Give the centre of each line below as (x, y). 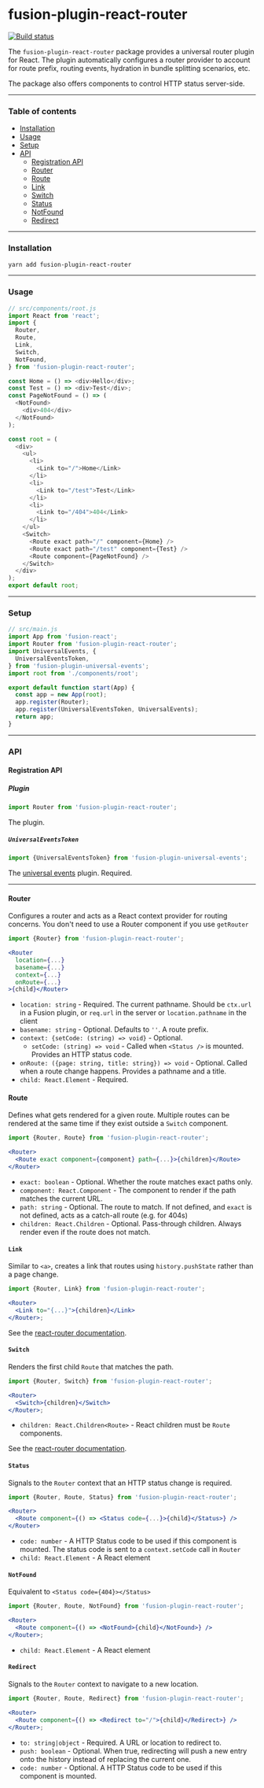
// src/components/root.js (52, 308)
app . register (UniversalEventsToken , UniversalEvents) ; (107, 710)
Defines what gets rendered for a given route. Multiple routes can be (119, 1115)
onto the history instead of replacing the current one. (105, 1759)
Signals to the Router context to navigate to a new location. (103, 1684)
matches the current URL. (61, 1199)
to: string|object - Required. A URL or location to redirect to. (121, 1742)
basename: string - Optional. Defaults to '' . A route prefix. (114, 1029)
